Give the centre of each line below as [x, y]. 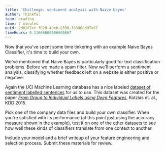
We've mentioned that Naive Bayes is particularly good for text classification [82, 62]
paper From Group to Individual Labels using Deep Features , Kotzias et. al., [81, 98]
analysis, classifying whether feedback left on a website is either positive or [82, 72]
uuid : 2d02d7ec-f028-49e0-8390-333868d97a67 [51, 28]
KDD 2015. [16, 103]
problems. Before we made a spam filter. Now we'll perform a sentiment [78, 67]
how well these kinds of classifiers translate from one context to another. [79, 128]
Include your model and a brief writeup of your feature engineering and [77, 138]
